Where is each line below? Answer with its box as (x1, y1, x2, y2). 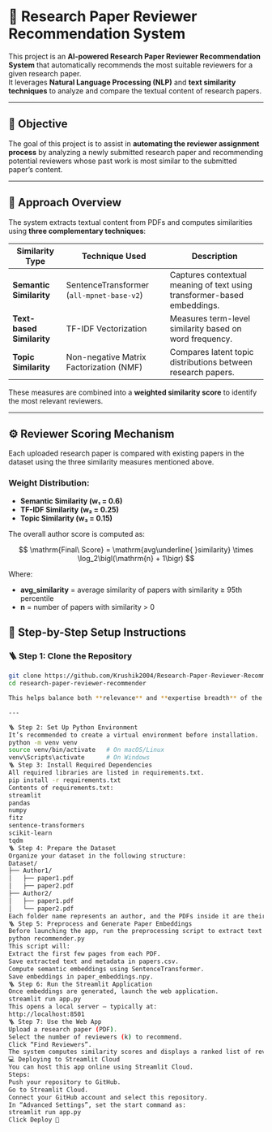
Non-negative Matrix (66, 351, 147, 362)
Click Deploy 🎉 (8, 1116, 60, 1124)
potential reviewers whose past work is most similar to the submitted (8, 156, 237, 166)
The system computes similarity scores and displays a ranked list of (8, 1048, 252, 1056)
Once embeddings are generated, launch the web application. (8, 987, 219, 996)
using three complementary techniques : (8, 226, 147, 235)
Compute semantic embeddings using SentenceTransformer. (8, 965, 205, 973)
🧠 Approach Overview (8, 196, 121, 210)
